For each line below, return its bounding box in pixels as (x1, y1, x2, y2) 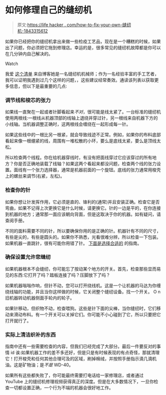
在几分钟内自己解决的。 (5, 50, 53, 57)
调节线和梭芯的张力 (5, 97, 51, 104)
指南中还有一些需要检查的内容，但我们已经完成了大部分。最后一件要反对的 (5, 344, 157, 350)
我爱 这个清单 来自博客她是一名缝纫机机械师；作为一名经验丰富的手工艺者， (5, 71, 159, 77)
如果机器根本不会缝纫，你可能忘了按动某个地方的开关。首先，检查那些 (5, 266, 148, 272)
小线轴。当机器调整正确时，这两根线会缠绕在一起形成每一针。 (5, 121, 131, 127)
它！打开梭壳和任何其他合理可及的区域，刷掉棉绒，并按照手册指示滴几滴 (5, 356, 152, 362)
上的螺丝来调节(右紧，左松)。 (5, 173, 65, 179)
